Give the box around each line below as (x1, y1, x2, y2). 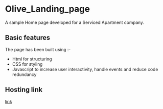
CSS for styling (12, 61, 43, 67)
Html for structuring (12, 56, 52, 62)
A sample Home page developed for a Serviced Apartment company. (5, 19, 144, 25)
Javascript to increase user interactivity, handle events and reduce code (12, 66, 158, 72)
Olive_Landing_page (5, 3, 90, 15)
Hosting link (5, 86, 43, 94)
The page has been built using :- (5, 46, 71, 52)
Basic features (5, 34, 50, 42)
